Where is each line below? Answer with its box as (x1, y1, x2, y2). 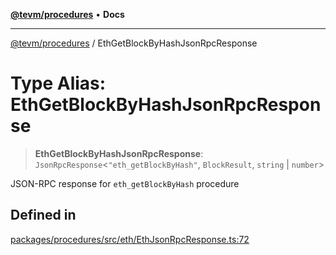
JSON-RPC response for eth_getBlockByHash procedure (10, 177, 240, 189)
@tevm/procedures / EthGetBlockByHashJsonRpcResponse (10, 37, 258, 49)
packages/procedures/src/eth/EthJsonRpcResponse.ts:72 (10, 233, 250, 245)
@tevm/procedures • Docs (10, 9, 125, 20)
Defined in (10, 207, 77, 224)
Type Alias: (10, 72, 107, 95)
